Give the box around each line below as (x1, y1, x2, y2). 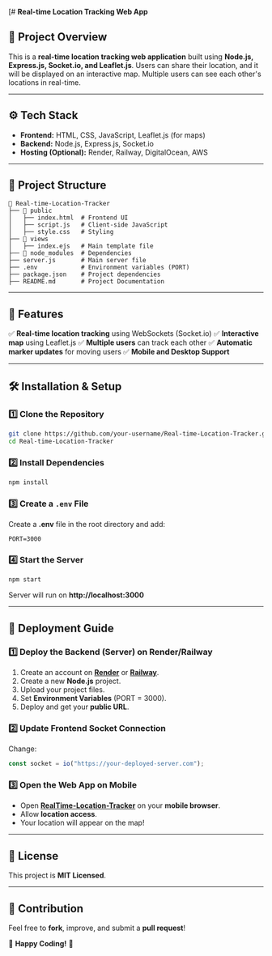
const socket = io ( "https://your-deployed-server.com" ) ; (8, 760, 205, 768)
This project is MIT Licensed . (8, 870, 107, 881)
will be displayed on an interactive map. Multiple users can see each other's (8, 69, 261, 79)
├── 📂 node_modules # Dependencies (8, 249, 132, 257)
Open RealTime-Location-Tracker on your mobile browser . (19, 801, 221, 810)
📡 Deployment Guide (8, 621, 115, 635)
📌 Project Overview (8, 30, 108, 44)
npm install (8, 478, 49, 486)
